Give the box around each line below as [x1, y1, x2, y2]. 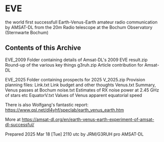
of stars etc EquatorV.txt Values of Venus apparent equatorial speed [5, 92, 142, 98]
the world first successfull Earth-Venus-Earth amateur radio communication [5, 19, 158, 25]
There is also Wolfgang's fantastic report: [5, 101, 89, 108]
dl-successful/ [5, 121, 34, 127]
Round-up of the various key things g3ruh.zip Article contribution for [5, 62, 143, 68]
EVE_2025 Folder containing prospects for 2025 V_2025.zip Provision [5, 76, 145, 82]
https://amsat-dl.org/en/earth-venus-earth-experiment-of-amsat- [22, 116, 154, 122]
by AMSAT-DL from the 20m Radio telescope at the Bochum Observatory [5, 24, 153, 30]
